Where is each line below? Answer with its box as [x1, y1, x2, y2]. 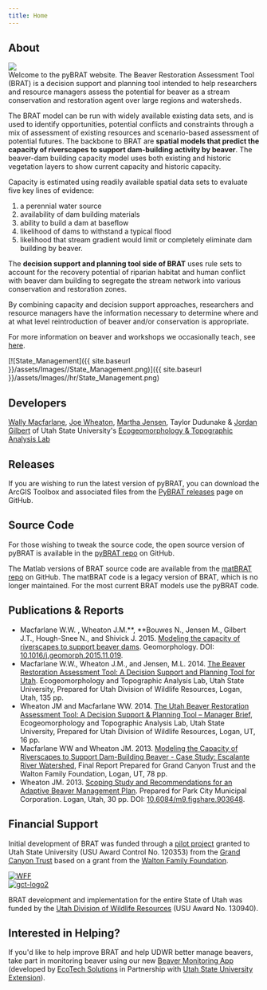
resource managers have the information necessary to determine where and [8, 308, 259, 318]
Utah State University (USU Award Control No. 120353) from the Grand [8, 847, 241, 857]
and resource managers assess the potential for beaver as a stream [8, 87, 230, 96]
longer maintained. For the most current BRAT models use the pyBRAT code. [8, 580, 259, 590]
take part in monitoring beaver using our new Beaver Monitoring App [8, 956, 234, 965]
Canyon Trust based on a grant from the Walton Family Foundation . [8, 855, 229, 865]
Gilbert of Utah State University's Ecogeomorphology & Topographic [8, 426, 234, 435]
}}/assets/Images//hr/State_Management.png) [8, 373, 160, 383]
